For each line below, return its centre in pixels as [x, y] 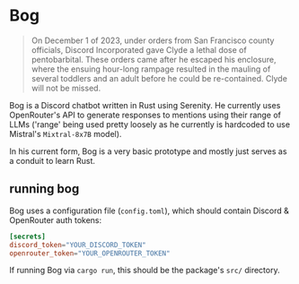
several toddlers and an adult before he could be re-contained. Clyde [159, 78]
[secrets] [28, 237]
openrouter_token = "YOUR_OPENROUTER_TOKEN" [90, 253]
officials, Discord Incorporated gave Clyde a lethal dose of [139, 49]
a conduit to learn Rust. [53, 160]
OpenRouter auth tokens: [56, 219]
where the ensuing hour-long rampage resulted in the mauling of [151, 69]
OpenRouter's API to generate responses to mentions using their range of [145, 115]
